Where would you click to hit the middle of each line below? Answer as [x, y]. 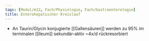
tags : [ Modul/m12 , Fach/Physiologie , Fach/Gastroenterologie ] [70, 10]
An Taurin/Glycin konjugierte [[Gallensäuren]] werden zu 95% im [78, 28]
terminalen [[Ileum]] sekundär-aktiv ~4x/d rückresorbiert [70, 34]
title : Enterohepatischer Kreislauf [43, 14]
